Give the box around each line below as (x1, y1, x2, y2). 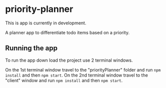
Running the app (5, 44, 57, 53)
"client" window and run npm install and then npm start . (5, 77, 123, 83)
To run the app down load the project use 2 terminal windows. (5, 57, 133, 63)
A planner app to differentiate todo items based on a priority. (5, 29, 130, 35)
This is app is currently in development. (5, 20, 86, 26)
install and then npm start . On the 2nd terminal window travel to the (5, 72, 148, 78)
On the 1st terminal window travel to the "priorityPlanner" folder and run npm (5, 67, 161, 73)
